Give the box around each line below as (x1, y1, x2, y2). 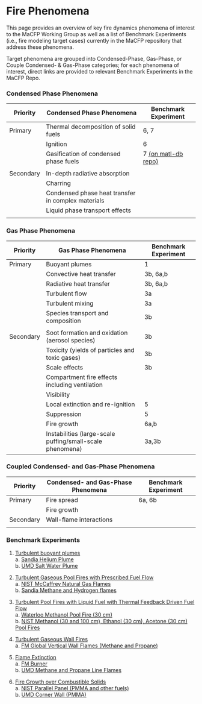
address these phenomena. (6, 43, 74, 51)
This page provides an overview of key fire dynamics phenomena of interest (6, 24, 195, 31)
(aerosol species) (46, 336, 96, 344)
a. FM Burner (14, 660, 48, 667)
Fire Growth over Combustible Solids (14, 678, 106, 685)
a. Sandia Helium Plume (14, 556, 74, 563)
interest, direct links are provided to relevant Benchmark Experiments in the (6, 68, 193, 75)
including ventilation (46, 380, 103, 389)
